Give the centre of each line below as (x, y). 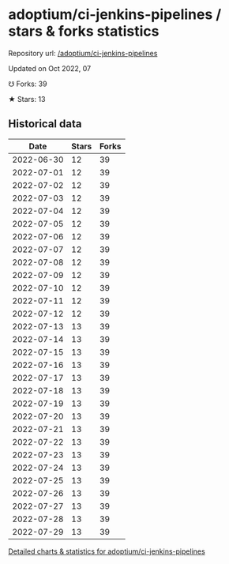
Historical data (45, 124)
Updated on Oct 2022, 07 (50, 68)
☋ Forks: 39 (28, 84)
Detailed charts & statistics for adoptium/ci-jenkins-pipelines (107, 551)
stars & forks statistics (84, 31)
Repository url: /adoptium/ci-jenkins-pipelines (83, 53)
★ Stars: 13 (27, 99)
